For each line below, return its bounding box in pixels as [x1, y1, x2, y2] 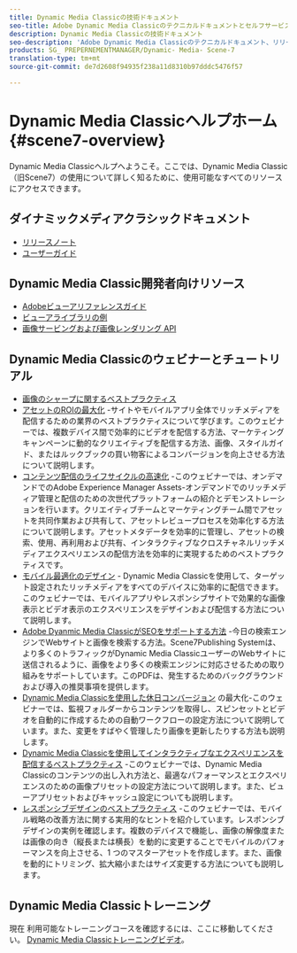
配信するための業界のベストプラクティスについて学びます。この [21, 415, 254, 426]
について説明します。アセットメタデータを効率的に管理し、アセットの [21, 526, 277, 537]
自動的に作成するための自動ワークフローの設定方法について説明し [37, 715, 278, 725]
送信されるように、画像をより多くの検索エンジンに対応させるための [21, 659, 270, 670]
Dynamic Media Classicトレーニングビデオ [26, 934, 182, 945]
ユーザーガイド [21, 247, 77, 258]
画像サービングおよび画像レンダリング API [21, 323, 177, 334]
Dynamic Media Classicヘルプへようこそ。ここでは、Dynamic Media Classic [9, 160, 288, 171]
